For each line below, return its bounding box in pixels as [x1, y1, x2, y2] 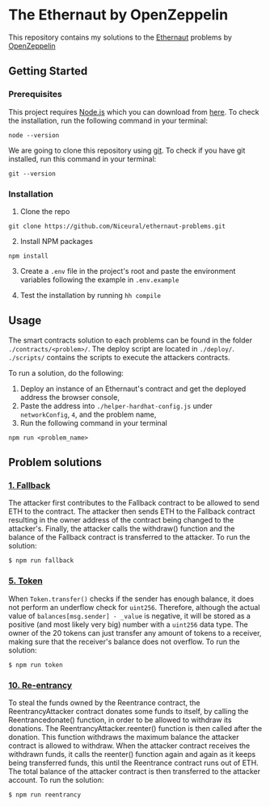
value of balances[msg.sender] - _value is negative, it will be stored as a [8, 611, 251, 620]
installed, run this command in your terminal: [8, 153, 157, 163]
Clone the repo [19, 206, 70, 216]
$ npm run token [8, 661, 63, 669]
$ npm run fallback [8, 557, 74, 565]
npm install [8, 252, 49, 260]
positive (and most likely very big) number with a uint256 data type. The [8, 620, 249, 629]
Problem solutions [8, 456, 103, 469]
